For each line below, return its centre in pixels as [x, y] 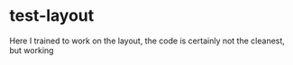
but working [32, 50]
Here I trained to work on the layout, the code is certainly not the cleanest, [147, 41]
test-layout [52, 16]
